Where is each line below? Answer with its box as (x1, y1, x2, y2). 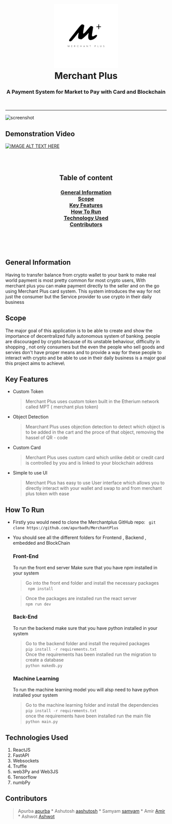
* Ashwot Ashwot (17, 813, 55, 819)
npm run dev (25, 602, 51, 607)
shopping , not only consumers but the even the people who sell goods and (5, 344, 165, 350)
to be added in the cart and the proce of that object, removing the (25, 429, 164, 436)
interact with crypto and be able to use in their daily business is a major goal (5, 355, 166, 361)
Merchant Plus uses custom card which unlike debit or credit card (25, 455, 164, 461)
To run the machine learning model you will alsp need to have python (12, 687, 159, 693)
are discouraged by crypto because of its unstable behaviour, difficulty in (5, 338, 160, 344)
